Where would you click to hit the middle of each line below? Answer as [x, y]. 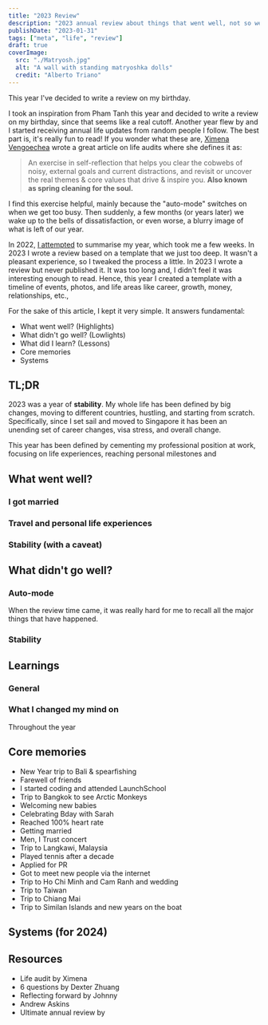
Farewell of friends [51, 780]
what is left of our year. [46, 229]
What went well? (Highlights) [67, 326]
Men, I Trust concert [53, 839]
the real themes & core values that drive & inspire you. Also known [137, 180]
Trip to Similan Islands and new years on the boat [100, 907]
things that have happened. [53, 619]
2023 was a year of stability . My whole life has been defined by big [120, 405]
